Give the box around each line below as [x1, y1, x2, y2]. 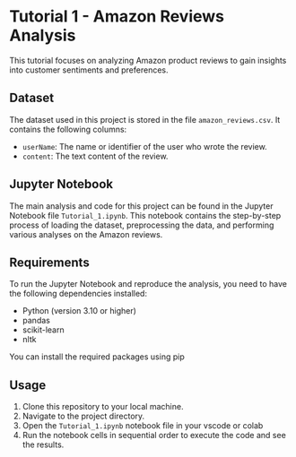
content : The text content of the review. [22, 151, 169, 161]
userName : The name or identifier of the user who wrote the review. [22, 141, 267, 151]
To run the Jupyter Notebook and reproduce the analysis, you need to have [9, 279, 287, 289]
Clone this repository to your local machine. [22, 401, 184, 412]
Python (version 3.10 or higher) [22, 306, 137, 316]
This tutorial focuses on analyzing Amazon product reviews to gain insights [9, 55, 287, 65]
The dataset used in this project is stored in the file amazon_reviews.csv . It [9, 114, 281, 125]
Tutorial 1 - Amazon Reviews [9, 6, 225, 27]
